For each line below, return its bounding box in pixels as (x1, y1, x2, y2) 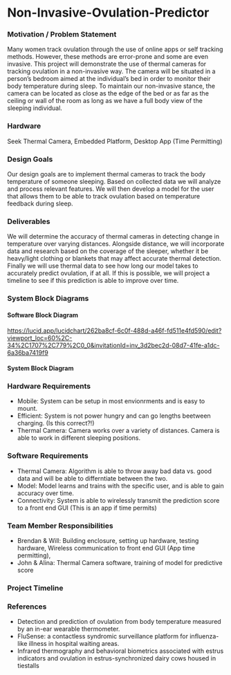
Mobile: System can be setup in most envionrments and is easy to (17, 397, 205, 405)
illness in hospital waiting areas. (28, 640, 120, 648)
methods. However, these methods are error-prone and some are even (7, 53, 209, 61)
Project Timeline (7, 583, 64, 593)
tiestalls (17, 662, 39, 670)
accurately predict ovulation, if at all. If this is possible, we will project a (7, 269, 210, 277)
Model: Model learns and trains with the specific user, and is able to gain (17, 481, 225, 490)
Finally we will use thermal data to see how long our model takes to (7, 261, 198, 270)
